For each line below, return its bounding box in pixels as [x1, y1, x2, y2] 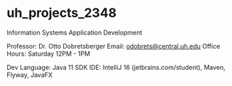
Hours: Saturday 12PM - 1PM [6, 49, 90, 58]
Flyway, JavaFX [6, 70, 53, 79]
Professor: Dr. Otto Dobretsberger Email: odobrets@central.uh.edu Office [6, 42, 221, 50]
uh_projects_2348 [6, 5, 117, 21]
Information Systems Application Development [6, 28, 143, 37]
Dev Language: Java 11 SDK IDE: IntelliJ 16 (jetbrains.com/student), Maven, [6, 63, 226, 71]
